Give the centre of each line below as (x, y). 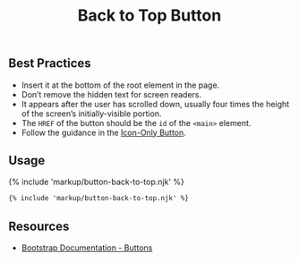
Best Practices (50, 63)
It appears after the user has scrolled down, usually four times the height (155, 104)
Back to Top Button (149, 16)
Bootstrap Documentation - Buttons (87, 248)
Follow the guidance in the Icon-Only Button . (104, 132)
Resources (39, 226)
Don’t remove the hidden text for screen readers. (111, 94)
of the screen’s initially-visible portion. (91, 114)
